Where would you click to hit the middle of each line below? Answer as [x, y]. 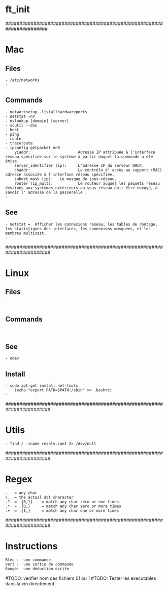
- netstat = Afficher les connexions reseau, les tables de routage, [81, 224]
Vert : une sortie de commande [39, 564]
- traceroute [19, 143]
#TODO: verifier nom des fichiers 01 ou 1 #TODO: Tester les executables [81, 578]
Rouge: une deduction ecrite [37, 569]
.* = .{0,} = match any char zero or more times [63, 506]
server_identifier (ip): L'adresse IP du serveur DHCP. [79, 165]
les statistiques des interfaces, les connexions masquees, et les [78, 229]
